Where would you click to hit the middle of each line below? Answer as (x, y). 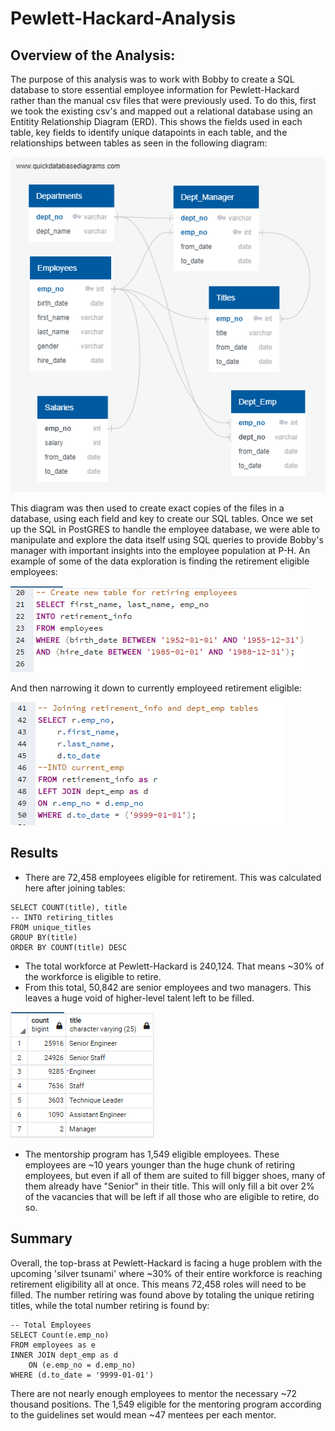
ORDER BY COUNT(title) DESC (69, 947)
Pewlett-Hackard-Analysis (123, 18)
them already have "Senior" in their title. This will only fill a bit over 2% (169, 1186)
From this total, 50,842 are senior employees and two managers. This (168, 987)
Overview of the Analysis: (93, 55)
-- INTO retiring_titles (62, 917)
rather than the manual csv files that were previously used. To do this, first (163, 100)
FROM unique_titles (51, 927)
